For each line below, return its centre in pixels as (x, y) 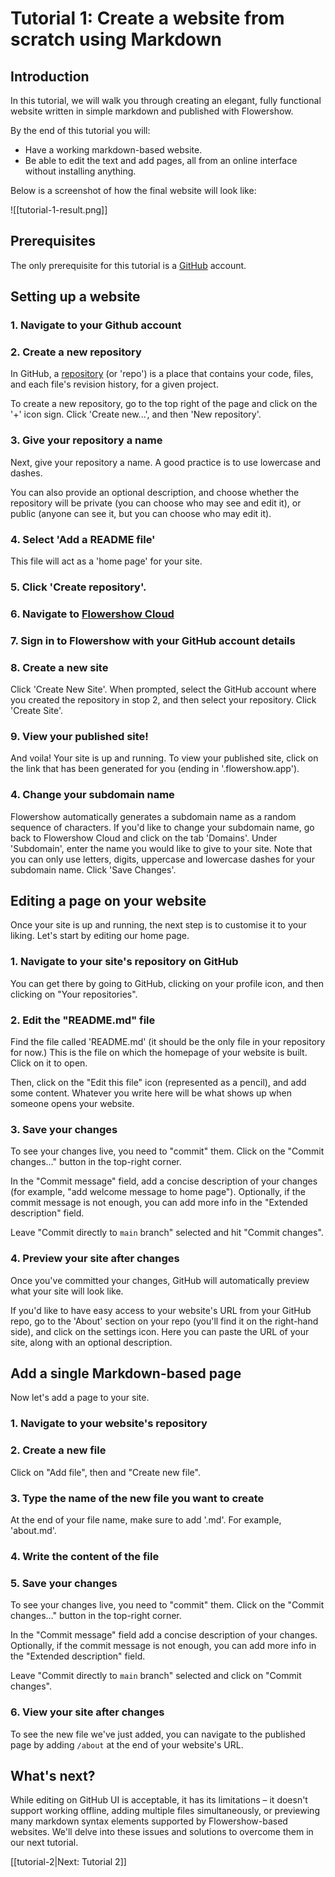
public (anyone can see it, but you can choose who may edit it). (141, 513)
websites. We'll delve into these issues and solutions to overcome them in (162, 1832)
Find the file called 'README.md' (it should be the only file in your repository (168, 1042)
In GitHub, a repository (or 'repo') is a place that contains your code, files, (162, 374)
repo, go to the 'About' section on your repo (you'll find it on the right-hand (164, 1321)
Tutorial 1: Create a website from (147, 18)
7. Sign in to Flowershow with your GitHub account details (153, 640)
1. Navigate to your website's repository (109, 1424)
